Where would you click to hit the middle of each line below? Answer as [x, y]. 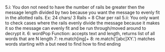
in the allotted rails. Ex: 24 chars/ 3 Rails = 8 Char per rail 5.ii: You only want [82, 18]
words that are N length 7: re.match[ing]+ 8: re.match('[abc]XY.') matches [80, 39]
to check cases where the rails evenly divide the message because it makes [82, 23]
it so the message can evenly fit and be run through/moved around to [76, 28]
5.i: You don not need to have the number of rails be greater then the [75, 7]
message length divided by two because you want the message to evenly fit [82, 12]
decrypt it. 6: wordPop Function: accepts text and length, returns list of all [80, 33]
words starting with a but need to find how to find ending [63, 44]
